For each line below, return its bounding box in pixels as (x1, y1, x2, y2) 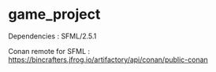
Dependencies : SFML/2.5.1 (8, 31, 97, 41)
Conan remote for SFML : (8, 46, 91, 56)
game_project (8, 5, 101, 23)
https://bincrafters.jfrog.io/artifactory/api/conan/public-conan (8, 55, 209, 64)
